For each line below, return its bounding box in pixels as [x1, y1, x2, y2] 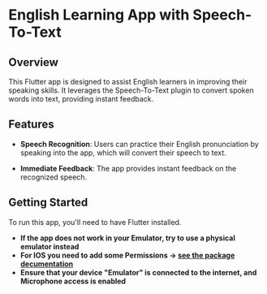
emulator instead [19, 241, 80, 251]
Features [8, 118, 54, 132]
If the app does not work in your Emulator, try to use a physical [19, 233, 235, 243]
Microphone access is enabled [19, 276, 127, 286]
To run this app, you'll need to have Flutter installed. [8, 217, 182, 227]
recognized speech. [19, 172, 88, 182]
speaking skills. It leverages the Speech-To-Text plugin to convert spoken [8, 85, 254, 95]
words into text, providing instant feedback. [8, 94, 154, 103]
